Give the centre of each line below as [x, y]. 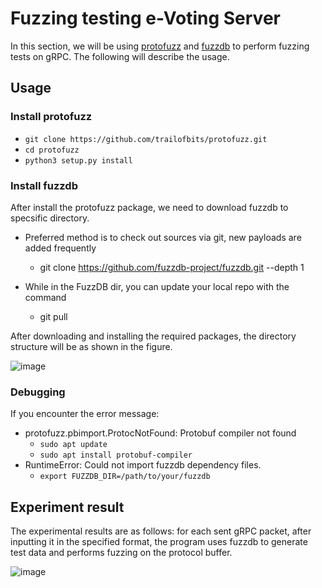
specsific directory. [50, 218]
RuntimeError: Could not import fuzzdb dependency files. [143, 465]
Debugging [38, 392]
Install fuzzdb [44, 185]
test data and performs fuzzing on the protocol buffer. [121, 553]
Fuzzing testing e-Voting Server [145, 18]
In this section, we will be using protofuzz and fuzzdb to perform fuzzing [160, 46]
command [45, 297]
